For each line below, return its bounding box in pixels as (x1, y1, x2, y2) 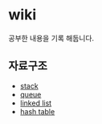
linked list (19, 98, 52, 108)
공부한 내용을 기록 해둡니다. (8, 33, 95, 43)
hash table (19, 106, 55, 116)
